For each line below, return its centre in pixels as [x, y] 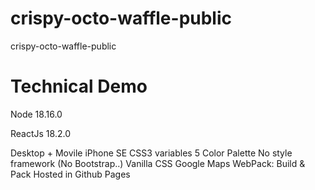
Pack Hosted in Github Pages [70, 174]
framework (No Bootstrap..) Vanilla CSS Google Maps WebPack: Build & [158, 163]
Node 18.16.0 [36, 114]
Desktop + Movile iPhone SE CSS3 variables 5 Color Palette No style [151, 153]
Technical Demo [79, 86]
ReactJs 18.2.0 [40, 133]
